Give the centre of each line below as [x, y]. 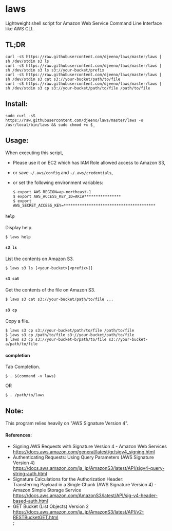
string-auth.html [30, 474]
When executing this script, [34, 153]
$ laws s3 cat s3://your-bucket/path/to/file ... [60, 299]
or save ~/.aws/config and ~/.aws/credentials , [63, 173]
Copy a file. [17, 321]
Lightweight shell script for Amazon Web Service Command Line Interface [84, 23]
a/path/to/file [22, 344]
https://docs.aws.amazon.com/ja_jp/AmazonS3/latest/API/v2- [78, 512]
